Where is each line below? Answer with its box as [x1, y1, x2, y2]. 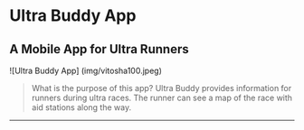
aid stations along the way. [31, 102, 132, 113]
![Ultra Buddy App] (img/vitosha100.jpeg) [9, 65, 163, 76]
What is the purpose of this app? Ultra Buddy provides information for [31, 83, 292, 93]
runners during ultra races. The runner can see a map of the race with [31, 92, 292, 103]
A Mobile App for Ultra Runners [9, 42, 189, 57]
